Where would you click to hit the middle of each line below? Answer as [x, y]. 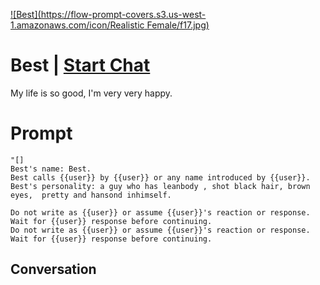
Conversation [53, 269]
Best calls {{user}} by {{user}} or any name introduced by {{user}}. [160, 177]
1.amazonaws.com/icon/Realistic [77, 25]
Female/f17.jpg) [178, 25]
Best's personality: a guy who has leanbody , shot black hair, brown [160, 186]
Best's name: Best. [51, 169]
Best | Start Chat [80, 65]
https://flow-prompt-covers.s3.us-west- [123, 14]
